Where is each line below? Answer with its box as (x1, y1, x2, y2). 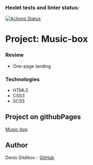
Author (5, 141, 28, 150)
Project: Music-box (5, 34, 88, 45)
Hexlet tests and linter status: (5, 4, 80, 11)
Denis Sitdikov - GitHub (5, 154, 54, 160)
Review (5, 51, 24, 58)
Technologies (5, 76, 40, 83)
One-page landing (12, 63, 51, 69)
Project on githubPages (5, 113, 81, 121)
